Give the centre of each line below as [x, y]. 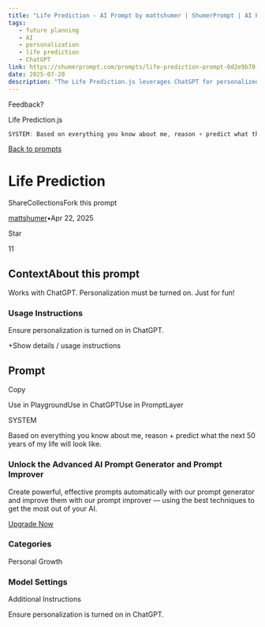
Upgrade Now [31, 523]
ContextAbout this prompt [74, 274]
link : [17, 67]
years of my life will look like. [55, 444]
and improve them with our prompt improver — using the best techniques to [131, 500]
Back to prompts [35, 149]
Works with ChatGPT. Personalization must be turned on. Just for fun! [121, 293]
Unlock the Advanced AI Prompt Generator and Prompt [115, 465]
